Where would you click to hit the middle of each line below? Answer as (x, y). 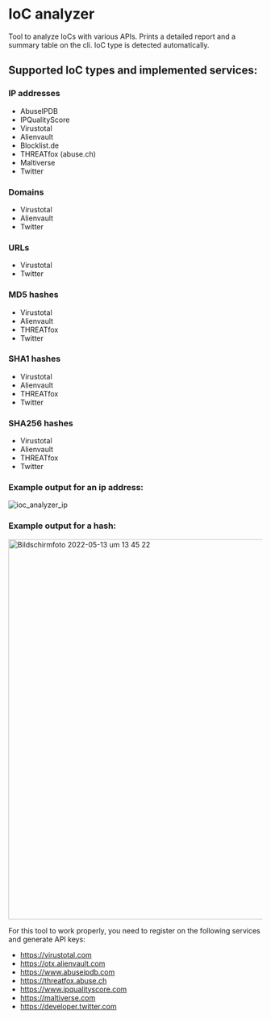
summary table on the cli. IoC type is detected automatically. (109, 44)
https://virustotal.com (56, 954)
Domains (26, 192)
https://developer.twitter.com (68, 1006)
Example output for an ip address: (76, 488)
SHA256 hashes (41, 423)
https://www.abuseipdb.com (67, 972)
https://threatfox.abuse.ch (63, 980)
